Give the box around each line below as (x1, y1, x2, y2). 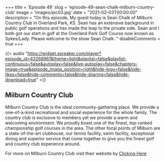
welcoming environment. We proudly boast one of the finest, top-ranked (5, 120, 152, 125)
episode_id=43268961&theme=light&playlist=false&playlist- (5, 56, 127, 61)
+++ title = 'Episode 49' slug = (5, 4, 68, 10)
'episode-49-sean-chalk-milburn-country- (68, 4, 155, 10)
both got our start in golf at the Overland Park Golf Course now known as (5, 31, 154, 36)
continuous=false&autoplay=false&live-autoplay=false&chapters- (5, 61, 138, 67)
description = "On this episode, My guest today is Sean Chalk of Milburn (5, 15, 153, 20)
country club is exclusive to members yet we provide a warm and (5, 115, 138, 121)
